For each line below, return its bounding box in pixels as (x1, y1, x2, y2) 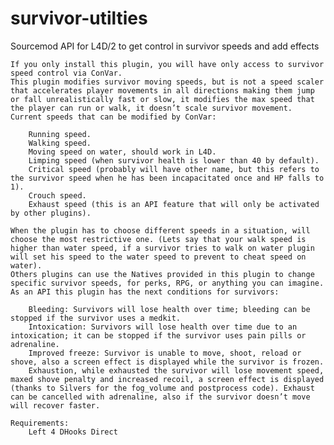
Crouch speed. (28, 190, 87, 201)
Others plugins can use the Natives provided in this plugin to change (10, 269, 315, 279)
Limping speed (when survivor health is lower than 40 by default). (28, 155, 320, 166)
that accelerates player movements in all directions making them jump (10, 85, 315, 96)
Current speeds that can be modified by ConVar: (10, 112, 217, 122)
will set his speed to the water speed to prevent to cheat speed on (10, 252, 307, 262)
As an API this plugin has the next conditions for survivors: (10, 287, 280, 297)
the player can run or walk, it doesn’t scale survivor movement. (10, 103, 293, 113)
